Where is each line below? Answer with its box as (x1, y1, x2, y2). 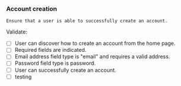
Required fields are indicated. (14, 47, 87, 54)
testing (14, 73, 32, 80)
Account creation (6, 5, 57, 13)
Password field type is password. (14, 59, 96, 67)
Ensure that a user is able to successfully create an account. (6, 18, 168, 24)
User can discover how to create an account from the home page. (14, 40, 176, 47)
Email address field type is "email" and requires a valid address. (14, 53, 170, 60)
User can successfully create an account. (14, 67, 117, 74)
